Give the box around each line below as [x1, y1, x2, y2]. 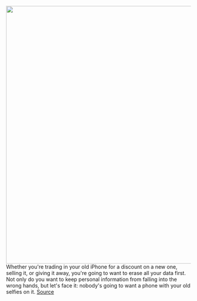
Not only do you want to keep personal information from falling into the [6, 276, 177, 283]
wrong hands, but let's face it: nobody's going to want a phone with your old [6, 282, 191, 289]
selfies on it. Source [6, 289, 55, 295]
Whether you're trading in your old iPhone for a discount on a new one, [6, 263, 178, 270]
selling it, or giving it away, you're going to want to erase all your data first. [6, 270, 186, 276]
